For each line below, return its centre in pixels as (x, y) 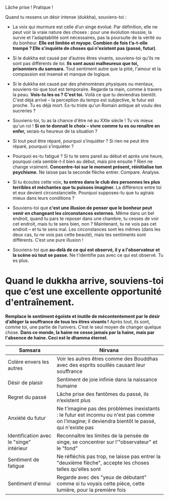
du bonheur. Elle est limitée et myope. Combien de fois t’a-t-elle (80, 43)
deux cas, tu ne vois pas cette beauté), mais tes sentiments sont (79, 235)
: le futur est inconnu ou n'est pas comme (106, 415)
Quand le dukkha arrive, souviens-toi (84, 281)
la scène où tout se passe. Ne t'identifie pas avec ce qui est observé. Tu (88, 255)
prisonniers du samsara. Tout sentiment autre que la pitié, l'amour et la (87, 69)
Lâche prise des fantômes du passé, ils (103, 394)
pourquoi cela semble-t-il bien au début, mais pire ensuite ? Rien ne (82, 161)
